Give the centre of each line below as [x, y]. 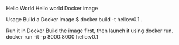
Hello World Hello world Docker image [52, 8]
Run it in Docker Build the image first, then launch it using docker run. [90, 31]
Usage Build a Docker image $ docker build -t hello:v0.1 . [74, 19]
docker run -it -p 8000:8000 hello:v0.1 [52, 37]
